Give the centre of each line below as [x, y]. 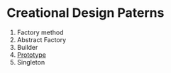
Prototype [32, 55]
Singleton [31, 62]
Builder [27, 47]
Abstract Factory [42, 39]
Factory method [40, 32]
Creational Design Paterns [85, 13]
